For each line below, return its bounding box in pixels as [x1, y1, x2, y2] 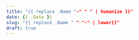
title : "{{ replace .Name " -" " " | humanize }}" [6, 8, 134, 15]
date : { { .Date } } [6, 14, 52, 20]
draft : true [6, 25, 36, 31]
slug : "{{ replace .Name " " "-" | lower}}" [6, 19, 120, 25]
